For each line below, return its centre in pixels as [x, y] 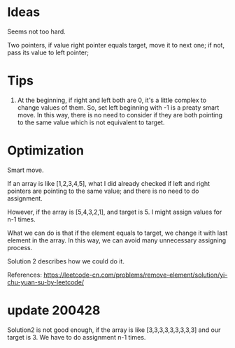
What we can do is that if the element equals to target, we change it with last [117, 233]
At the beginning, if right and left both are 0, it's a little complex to [112, 100]
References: [24, 275]
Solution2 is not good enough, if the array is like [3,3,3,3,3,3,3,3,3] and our [114, 330]
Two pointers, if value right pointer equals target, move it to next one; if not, [116, 45]
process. [20, 247]
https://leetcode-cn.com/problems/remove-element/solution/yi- [135, 275]
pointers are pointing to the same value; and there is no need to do [103, 191]
